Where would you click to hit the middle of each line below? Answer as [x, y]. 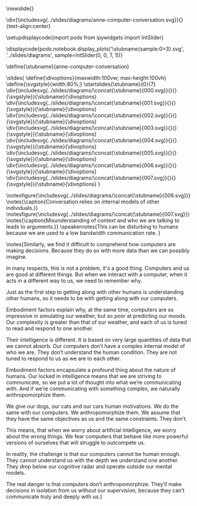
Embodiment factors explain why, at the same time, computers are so [90, 310]
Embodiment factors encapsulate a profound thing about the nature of [91, 370]
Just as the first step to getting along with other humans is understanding [95, 292]
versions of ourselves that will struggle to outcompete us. [76, 443]
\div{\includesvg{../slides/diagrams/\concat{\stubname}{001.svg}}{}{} [91, 103]
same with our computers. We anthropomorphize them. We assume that [93, 413]
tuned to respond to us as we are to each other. [64, 358]
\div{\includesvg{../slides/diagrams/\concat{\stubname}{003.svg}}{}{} [92, 128]
